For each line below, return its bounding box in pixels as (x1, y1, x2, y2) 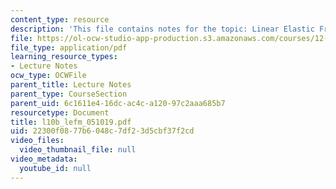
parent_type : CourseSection (10, 89, 128, 99)
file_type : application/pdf (10, 42, 128, 53)
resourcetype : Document (10, 107, 110, 118)
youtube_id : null (19, 163, 92, 173)
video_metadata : (10, 154, 78, 164)
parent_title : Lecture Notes (10, 80, 132, 90)
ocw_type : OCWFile (10, 71, 87, 81)
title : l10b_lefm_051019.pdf (10, 117, 132, 127)
